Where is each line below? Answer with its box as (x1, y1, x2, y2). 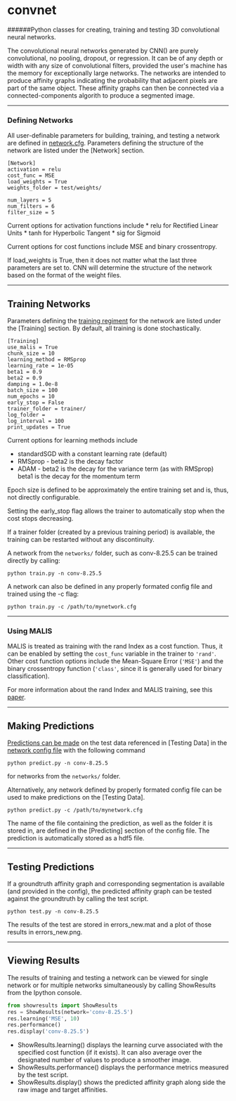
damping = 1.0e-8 (7, 381, 58, 388)
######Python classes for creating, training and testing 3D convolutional (7, 25, 220, 34)
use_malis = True (7, 344, 58, 351)
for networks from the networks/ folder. (7, 772, 121, 781)
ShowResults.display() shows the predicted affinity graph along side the (17, 1078, 226, 1087)
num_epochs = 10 (7, 393, 55, 400)
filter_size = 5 (7, 209, 55, 216)
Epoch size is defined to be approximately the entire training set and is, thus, (7, 486, 229, 494)
